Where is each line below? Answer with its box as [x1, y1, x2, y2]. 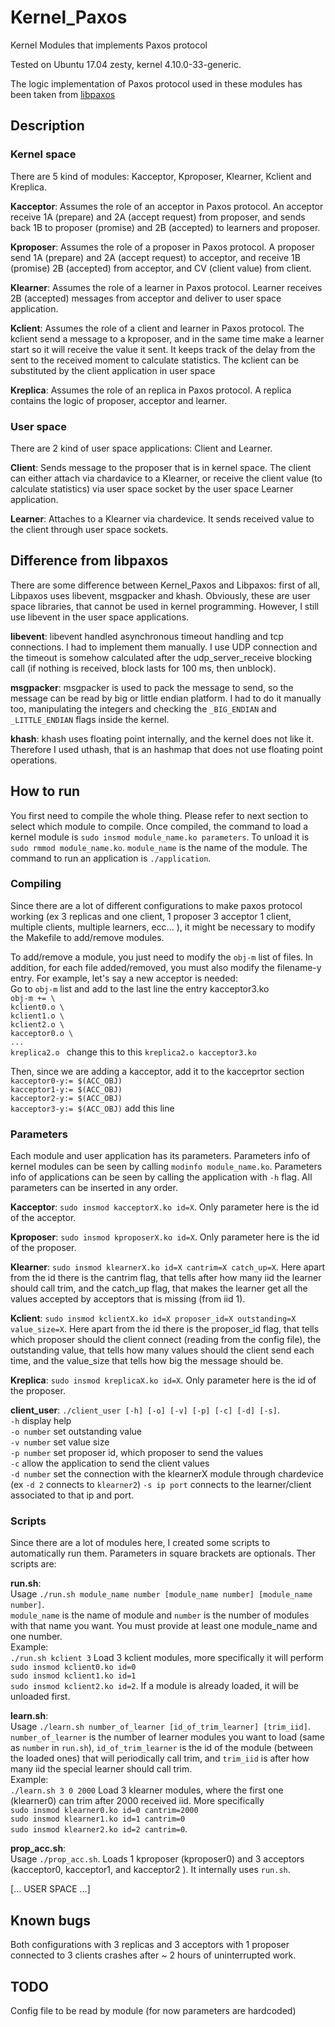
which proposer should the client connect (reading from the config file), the [10, 1334, 322, 1346]
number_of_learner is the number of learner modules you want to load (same [10, 1731, 325, 1743]
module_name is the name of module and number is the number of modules [10, 1609, 310, 1621]
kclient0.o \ [10, 1002, 65, 1012]
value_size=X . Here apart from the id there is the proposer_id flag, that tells [10, 1323, 320, 1335]
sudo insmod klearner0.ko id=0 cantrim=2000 [10, 1806, 199, 1816]
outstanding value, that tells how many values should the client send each [10, 1344, 315, 1356]
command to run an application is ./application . [10, 852, 212, 864]
